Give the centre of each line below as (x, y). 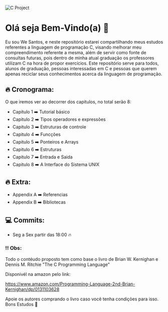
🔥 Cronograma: (30, 90)
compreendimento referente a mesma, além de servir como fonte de (76, 52)
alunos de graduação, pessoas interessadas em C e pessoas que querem (81, 68)
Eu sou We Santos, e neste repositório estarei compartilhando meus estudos (84, 42)
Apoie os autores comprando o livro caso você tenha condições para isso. (82, 299)
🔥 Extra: (18, 182)
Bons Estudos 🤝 (22, 304)
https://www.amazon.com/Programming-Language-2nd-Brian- (70, 284)
